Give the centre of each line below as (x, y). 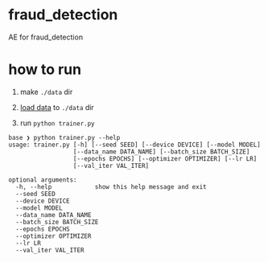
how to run (45, 70)
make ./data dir (46, 92)
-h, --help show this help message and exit (111, 186)
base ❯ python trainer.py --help (64, 137)
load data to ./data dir (57, 107)
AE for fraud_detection (45, 37)
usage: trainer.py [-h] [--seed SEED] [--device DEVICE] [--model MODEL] (135, 145)
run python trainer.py (57, 123)
